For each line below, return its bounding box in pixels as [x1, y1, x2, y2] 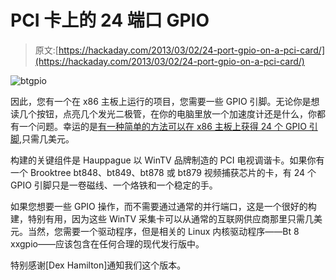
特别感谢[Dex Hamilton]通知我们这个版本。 [10, 259, 187, 271]
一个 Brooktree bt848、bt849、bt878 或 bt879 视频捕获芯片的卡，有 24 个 [10, 166, 317, 178]
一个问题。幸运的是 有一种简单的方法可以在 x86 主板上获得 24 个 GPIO [18, 120, 307, 132]
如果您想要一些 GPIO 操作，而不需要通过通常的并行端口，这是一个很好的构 [10, 200, 317, 212]
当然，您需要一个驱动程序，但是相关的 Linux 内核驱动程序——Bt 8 [27, 225, 300, 237]
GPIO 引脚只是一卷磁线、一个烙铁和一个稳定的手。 [10, 179, 218, 191]
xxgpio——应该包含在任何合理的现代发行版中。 [10, 237, 205, 250]
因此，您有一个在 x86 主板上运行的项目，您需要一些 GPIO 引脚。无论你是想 [10, 95, 320, 107]
